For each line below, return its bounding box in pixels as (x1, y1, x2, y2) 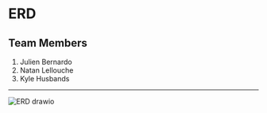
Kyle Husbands (19, 74, 70, 83)
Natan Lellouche (19, 66, 74, 75)
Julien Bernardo (19, 57, 73, 66)
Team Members (8, 36, 87, 50)
